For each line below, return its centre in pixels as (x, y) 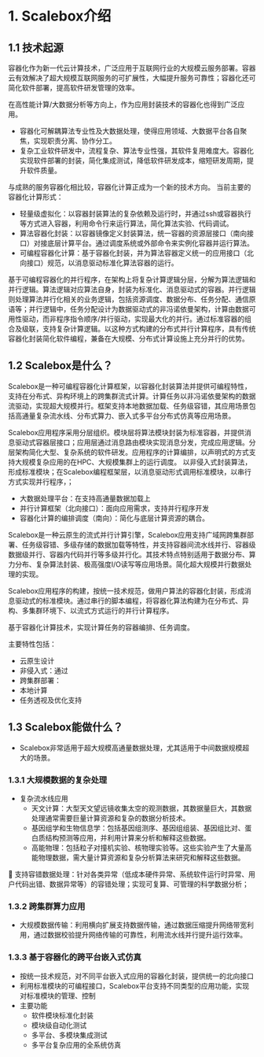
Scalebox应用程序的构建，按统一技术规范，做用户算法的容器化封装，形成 (126, 590)
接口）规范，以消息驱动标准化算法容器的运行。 (102, 263)
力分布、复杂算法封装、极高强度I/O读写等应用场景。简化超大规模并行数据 (126, 564)
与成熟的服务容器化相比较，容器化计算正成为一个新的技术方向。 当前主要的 (130, 187)
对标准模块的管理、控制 (57, 996)
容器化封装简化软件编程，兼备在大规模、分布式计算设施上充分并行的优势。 (128, 338)
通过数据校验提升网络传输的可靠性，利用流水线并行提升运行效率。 (140, 935)
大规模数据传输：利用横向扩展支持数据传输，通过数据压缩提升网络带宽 (133, 925)
